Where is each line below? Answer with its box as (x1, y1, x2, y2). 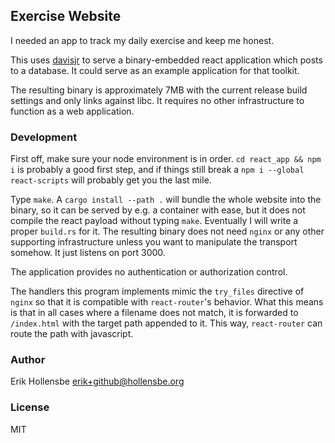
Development (10, 130, 78, 144)
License (10, 400, 50, 414)
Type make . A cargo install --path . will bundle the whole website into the (10, 194, 322, 206)
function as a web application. (10, 105, 135, 117)
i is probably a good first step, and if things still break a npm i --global (10, 164, 305, 176)
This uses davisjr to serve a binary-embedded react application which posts (10, 54, 323, 66)
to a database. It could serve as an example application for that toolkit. (10, 64, 300, 76)
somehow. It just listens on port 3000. (10, 247, 166, 259)
